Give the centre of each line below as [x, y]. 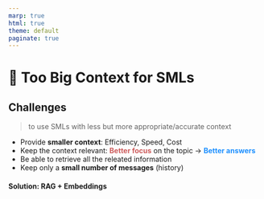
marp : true [27, 16]
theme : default [34, 30]
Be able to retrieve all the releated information [96, 159]
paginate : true [34, 38]
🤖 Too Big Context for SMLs [101, 78]
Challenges [37, 107]
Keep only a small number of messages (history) [102, 168]
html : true [27, 23]
